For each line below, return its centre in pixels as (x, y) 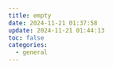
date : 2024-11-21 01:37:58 (53, 23)
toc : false (26, 38)
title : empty (30, 15)
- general (31, 52)
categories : (28, 45)
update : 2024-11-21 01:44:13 (56, 30)
